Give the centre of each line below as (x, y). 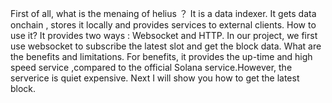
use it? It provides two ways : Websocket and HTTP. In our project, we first (164, 35)
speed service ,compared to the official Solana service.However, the (151, 67)
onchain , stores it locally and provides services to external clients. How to (163, 25)
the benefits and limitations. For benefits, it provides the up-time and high (161, 56)
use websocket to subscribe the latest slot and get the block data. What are (166, 46)
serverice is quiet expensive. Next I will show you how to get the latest (155, 78)
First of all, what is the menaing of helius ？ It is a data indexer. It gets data (163, 13)
